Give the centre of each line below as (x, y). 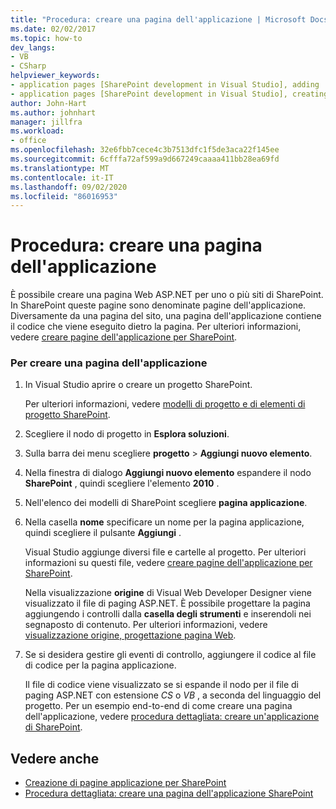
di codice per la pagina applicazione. (100, 665)
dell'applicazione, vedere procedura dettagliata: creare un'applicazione (172, 717)
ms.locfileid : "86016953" (64, 196)
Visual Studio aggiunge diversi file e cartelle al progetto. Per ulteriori (165, 552)
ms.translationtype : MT (60, 168)
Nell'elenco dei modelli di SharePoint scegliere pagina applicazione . (166, 503)
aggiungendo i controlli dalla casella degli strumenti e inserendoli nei (168, 614)
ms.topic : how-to (46, 38)
